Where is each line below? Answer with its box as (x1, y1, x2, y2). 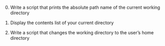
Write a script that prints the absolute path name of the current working (10, 5, 160, 10)
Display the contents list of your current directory (10, 20, 114, 26)
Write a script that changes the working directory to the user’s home (10, 30, 154, 35)
